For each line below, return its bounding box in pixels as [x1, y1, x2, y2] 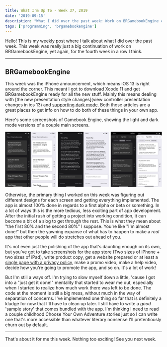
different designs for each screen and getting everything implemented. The [5, 197, 160, 203]
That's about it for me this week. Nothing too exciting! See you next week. [5, 336, 157, 342]
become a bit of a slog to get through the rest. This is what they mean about [5, 218, 161, 224]
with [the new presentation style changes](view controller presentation [5, 97, 151, 103]
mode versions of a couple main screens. [5, 122, 90, 128]
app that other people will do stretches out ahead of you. [5, 234, 122, 240]
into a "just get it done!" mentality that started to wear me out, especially [5, 279, 154, 285]
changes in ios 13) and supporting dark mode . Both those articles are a [5, 102, 150, 108]
